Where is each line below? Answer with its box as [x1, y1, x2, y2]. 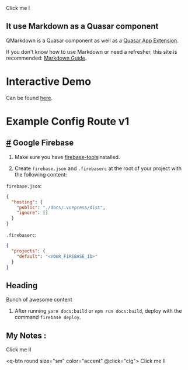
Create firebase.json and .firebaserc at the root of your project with [14, 165, 182, 172]
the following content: [14, 171, 67, 178]
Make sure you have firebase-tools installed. [14, 153, 120, 160]
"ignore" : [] [16, 210, 48, 216]
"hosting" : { [11, 199, 43, 205]
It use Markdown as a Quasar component [6, 22, 159, 32]
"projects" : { [11, 248, 46, 254]
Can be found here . [6, 94, 53, 101]
